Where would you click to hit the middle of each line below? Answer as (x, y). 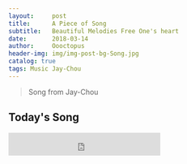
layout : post (38, 16)
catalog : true (32, 62)
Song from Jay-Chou (63, 92)
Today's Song (44, 117)
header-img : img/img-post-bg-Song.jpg (74, 54)
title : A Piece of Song (57, 24)
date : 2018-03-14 (49, 39)
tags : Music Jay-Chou (45, 69)
